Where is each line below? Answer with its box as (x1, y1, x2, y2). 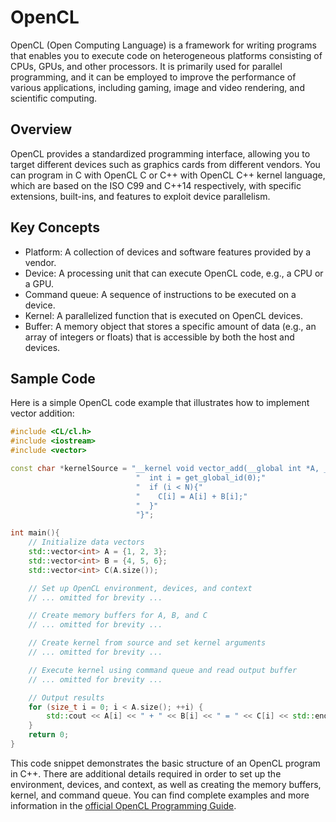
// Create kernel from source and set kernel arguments (28, 638, 267, 648)
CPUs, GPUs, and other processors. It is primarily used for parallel (10, 60, 283, 72)
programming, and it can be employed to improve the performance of (10, 71, 297, 83)
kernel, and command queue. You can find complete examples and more (10, 789, 310, 801)
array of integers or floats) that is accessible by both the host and (24, 331, 295, 343)
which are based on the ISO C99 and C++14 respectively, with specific (10, 179, 302, 191)
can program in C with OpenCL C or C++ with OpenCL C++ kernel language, (10, 169, 326, 181)
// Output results (28, 692, 105, 703)
